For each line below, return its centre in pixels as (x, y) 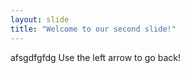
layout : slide (40, 19)
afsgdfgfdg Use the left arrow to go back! (96, 57)
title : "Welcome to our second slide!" (93, 29)
